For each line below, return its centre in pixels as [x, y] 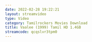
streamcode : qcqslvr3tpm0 [31, 32]
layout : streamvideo [26, 14]
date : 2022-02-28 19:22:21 [32, 9]
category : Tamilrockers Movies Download [46, 23]
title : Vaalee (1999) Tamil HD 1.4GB [43, 28]
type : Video [17, 18]
